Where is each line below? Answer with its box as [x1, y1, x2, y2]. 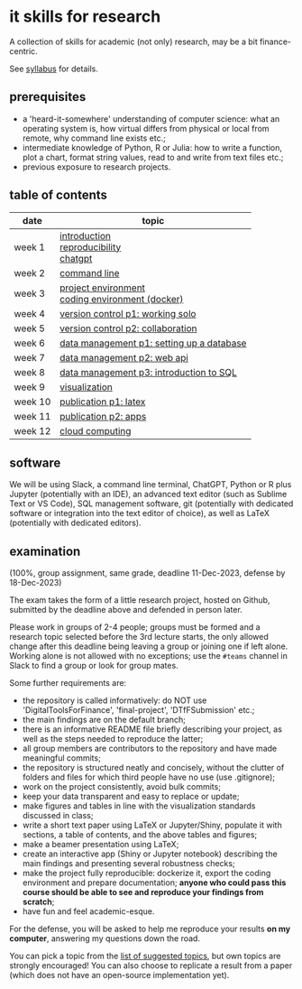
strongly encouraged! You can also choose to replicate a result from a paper [9, 960, 293, 971]
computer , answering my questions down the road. [9, 933, 201, 944]
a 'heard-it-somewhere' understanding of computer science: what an [22, 113, 280, 124]
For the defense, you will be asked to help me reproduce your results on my [9, 923, 291, 935]
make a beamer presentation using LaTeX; [22, 839, 179, 850]
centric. [9, 45, 38, 56]
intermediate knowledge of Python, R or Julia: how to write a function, [22, 142, 282, 153]
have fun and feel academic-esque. [22, 906, 155, 917]
